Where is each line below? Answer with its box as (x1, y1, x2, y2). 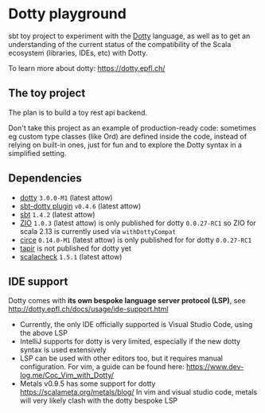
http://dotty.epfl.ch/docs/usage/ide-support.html (8, 304, 169, 314)
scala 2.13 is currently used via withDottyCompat (19, 226, 177, 236)
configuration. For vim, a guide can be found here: (19, 362, 185, 372)
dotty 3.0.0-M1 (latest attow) (19, 193, 113, 202)
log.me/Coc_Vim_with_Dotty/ (19, 371, 114, 380)
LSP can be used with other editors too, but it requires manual (19, 353, 223, 363)
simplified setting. (8, 148, 67, 158)
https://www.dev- (185, 362, 244, 372)
